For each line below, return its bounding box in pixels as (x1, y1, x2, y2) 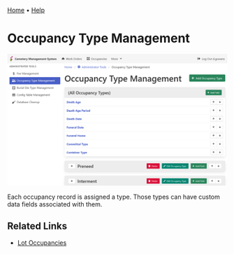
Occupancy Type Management (7, 31, 191, 46)
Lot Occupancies (17, 239, 67, 247)
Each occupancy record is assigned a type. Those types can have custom (7, 192, 220, 201)
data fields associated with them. (7, 199, 103, 209)
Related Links (7, 220, 68, 232)
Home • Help (7, 6, 45, 14)
